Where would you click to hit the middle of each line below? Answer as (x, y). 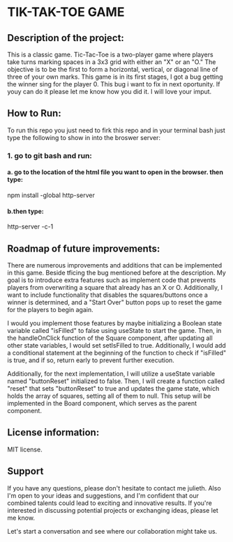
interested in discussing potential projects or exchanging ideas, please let (113, 510)
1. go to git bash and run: (50, 155)
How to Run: (34, 113)
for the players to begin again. (51, 309)
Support (25, 471)
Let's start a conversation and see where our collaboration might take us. (112, 531)
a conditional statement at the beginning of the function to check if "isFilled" (117, 353)
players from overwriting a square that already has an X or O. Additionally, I (115, 287)
